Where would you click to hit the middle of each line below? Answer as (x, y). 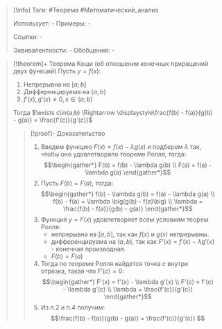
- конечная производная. (88, 249)
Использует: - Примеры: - (52, 23)
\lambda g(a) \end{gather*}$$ (128, 172)
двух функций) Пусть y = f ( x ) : (57, 71)
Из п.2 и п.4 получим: (73, 307)
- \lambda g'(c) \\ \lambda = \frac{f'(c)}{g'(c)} (128, 289)
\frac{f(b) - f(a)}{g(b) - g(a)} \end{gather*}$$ (128, 208)
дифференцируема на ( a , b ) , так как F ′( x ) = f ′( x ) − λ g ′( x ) (133, 241)
